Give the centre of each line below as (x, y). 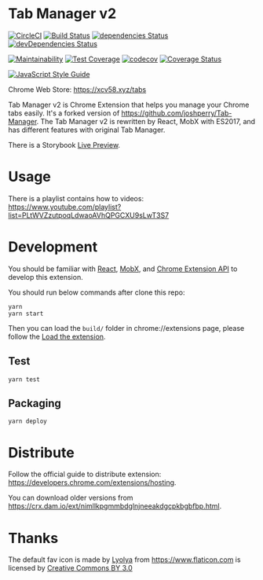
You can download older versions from (71, 498)
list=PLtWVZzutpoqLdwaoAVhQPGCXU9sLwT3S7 (89, 215)
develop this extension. (46, 277)
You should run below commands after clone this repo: (97, 292)
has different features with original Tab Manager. (87, 130)
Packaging (35, 404)
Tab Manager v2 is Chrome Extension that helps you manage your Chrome (129, 105)
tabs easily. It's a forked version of (64, 113)
